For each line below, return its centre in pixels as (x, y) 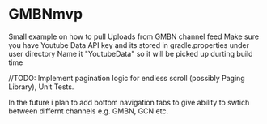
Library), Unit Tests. (41, 87)
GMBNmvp (46, 14)
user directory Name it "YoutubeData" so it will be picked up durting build (131, 53)
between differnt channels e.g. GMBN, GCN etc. (88, 111)
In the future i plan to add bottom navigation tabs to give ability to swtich (129, 102)
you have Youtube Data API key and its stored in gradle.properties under (129, 45)
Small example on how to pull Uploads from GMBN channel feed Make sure (134, 36)
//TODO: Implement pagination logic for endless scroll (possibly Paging (127, 78)
